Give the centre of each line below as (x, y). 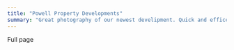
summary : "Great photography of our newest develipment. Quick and (107, 20)
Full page (21, 39)
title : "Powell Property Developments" (65, 13)
